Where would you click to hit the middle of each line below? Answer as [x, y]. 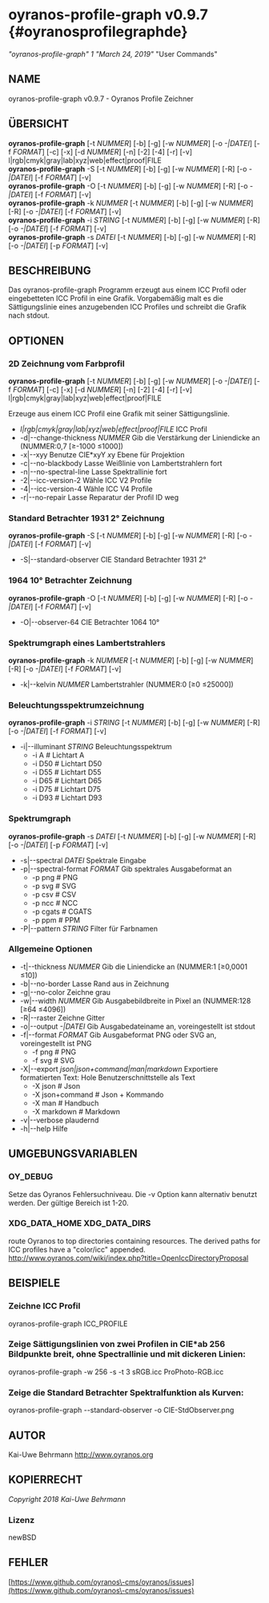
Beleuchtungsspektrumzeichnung [76, 705]
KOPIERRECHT [46, 1480]
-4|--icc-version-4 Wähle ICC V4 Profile [86, 489]
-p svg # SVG [54, 886]
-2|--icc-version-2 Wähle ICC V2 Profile [86, 481]
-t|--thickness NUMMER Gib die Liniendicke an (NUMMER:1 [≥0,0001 [134, 966]
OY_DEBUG [31, 1177]
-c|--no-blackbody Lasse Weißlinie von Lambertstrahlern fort [121, 464]
